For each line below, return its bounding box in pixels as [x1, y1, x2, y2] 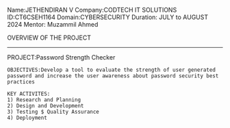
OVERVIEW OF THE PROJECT [7, 34, 91, 42]
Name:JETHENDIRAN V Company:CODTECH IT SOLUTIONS [7, 6, 177, 14]
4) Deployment [7, 114, 48, 121]
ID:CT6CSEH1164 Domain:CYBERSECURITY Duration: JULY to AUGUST [7, 13, 209, 21]
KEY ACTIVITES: [7, 90, 51, 97]
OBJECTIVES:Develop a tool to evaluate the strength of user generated [7, 66, 216, 73]
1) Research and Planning [7, 97, 81, 103]
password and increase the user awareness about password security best [7, 73, 219, 79]
